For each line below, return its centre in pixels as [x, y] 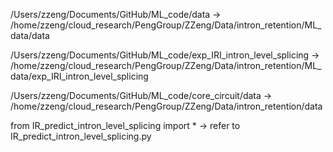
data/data [30, 35]
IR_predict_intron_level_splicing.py [81, 136]
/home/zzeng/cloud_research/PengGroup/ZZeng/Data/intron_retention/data [166, 106]
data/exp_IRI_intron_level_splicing [79, 76]
